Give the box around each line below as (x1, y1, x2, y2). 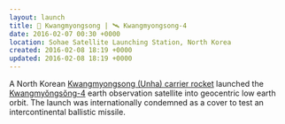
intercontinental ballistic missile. (9, 107, 126, 117)
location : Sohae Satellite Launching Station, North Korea (9, 37, 232, 47)
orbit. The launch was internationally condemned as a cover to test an (9, 97, 264, 107)
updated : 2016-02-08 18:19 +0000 (9, 54, 133, 63)
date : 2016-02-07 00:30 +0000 (9, 29, 121, 38)
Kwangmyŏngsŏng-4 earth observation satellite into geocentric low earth (9, 88, 276, 98)
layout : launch (9, 12, 65, 22)
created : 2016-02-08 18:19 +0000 (9, 46, 133, 55)
